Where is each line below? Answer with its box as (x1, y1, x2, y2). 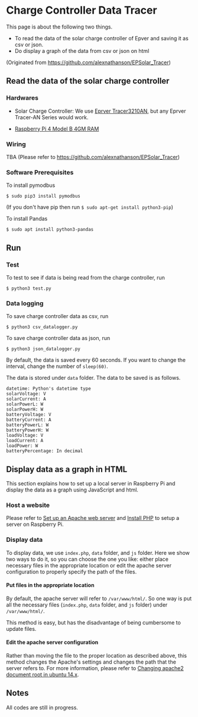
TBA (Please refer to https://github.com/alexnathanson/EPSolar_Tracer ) (6, 153, 180, 160)
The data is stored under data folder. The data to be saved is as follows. (6, 375, 181, 382)
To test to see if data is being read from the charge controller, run (6, 274, 165, 281)
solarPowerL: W (6, 401, 44, 407)
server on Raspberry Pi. (6, 521, 64, 528)
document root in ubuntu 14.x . (6, 671, 79, 678)
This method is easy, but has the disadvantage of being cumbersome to (6, 618, 181, 626)
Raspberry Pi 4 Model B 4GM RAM (14, 125, 99, 132)
